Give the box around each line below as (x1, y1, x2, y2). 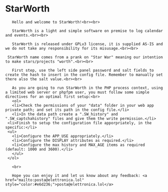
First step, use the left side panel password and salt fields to (12, 68, 154, 73)
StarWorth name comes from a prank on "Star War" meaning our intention (7, 55, 163, 60)
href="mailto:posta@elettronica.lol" (5, 177, 85, 182)
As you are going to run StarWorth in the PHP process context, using (12, 85, 163, 90)
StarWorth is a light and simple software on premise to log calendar (12, 28, 163, 33)
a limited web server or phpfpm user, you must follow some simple (5, 90, 150, 95)
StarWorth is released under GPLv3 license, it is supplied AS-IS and (12, 41, 163, 47)
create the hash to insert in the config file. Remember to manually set (5, 72, 163, 77)
